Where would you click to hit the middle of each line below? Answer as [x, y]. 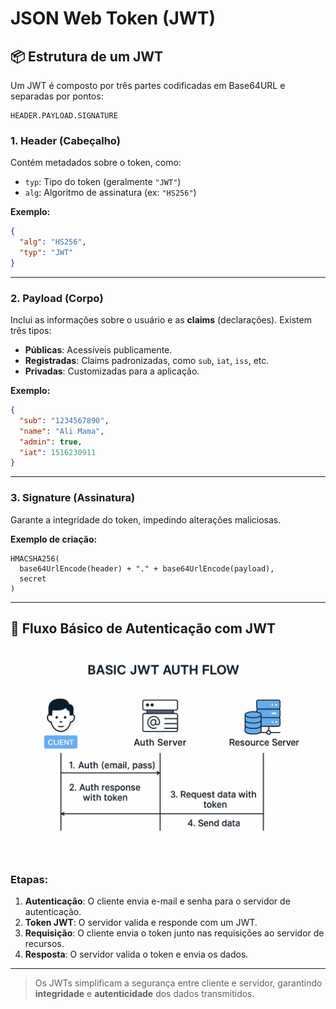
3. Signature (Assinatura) [73, 498]
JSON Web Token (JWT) [113, 18]
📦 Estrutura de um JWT [87, 56]
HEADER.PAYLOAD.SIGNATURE [64, 116]
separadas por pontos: [57, 96]
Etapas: [29, 880]
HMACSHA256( [35, 558]
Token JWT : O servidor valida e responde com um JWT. [141, 923]
